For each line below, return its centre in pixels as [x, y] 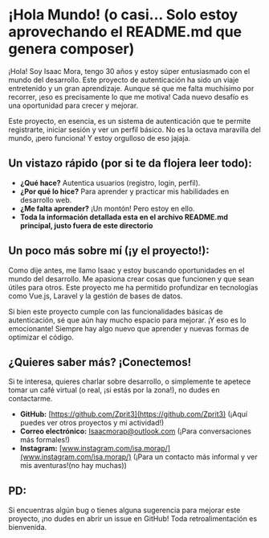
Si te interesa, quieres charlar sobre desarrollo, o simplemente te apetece [130, 382]
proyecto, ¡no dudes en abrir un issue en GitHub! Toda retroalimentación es [133, 519]
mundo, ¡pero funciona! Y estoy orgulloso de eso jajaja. [100, 138]
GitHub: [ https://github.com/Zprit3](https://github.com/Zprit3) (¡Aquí [133, 414]
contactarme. [31, 399]
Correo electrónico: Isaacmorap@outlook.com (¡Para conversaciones [135, 431]
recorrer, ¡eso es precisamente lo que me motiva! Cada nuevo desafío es [128, 97]
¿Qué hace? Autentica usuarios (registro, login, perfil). [110, 183]
